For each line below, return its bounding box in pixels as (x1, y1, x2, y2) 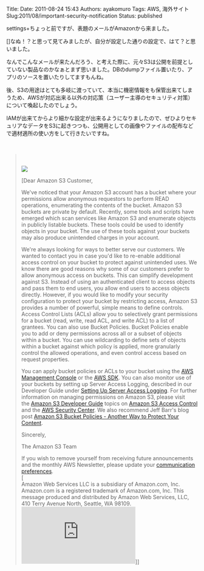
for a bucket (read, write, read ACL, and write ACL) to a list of (21, 317, 175, 324)
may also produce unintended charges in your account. (21, 234, 160, 241)
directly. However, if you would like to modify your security (21, 291, 168, 298)
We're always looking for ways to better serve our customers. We (21, 246, 185, 253)
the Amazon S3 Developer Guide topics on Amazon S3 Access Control (21, 400, 198, 407)
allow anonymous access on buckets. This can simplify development (21, 271, 193, 279)
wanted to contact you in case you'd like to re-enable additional (21, 252, 181, 259)
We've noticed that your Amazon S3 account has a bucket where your (21, 189, 197, 196)
